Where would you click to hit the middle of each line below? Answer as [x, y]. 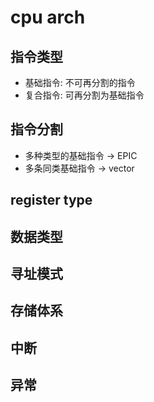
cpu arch [48, 17]
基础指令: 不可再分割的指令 [80, 82]
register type [51, 200]
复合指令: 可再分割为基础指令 [84, 95]
